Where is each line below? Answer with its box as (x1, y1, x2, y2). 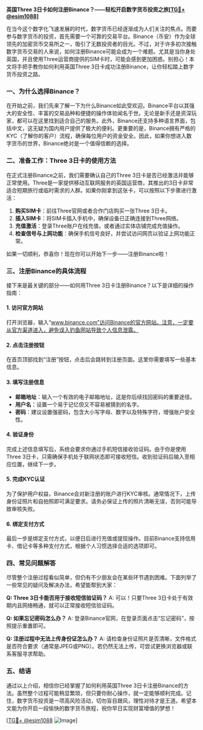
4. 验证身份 (6, 431, 34, 438)
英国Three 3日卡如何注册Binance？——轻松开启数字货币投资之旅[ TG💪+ (6, 6, 185, 13)
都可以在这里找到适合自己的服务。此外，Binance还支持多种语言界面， (16, 117, 191, 125)
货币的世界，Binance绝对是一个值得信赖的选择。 (11, 140, 133, 147)
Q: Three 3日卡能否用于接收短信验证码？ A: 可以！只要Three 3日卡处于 (6, 594, 183, 602)
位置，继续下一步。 (11, 460, 59, 468)
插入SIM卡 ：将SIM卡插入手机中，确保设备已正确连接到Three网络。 (14, 214, 182, 222)
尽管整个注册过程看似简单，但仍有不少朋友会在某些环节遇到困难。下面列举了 (6, 574, 197, 581)
